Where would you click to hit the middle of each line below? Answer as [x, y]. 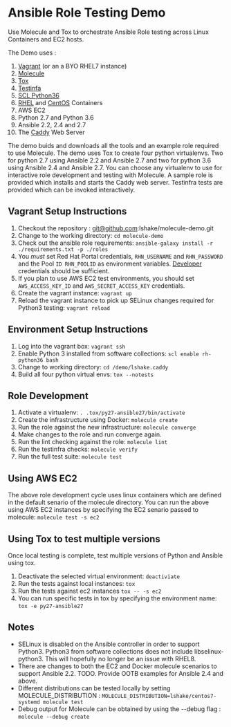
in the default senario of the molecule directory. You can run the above [109, 502]
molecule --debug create [54, 717]
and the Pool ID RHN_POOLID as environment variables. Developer [110, 264]
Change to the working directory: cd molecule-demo [91, 235]
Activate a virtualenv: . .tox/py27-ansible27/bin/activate [101, 412]
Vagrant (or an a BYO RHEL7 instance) [72, 66]
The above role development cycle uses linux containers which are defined [115, 495]
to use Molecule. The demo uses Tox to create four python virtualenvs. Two [115, 153]
